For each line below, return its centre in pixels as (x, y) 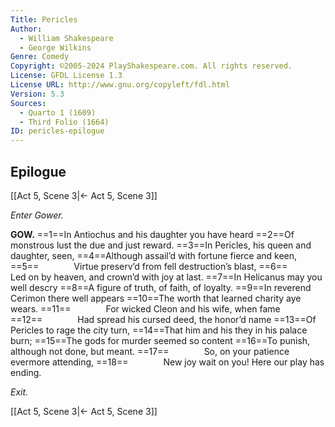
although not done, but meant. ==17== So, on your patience (150, 351)
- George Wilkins (55, 47)
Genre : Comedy (40, 57)
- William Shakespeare (66, 38)
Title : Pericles (44, 19)
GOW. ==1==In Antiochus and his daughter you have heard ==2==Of (152, 234)
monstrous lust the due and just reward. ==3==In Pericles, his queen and (161, 245)
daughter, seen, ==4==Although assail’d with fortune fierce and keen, (154, 255)
